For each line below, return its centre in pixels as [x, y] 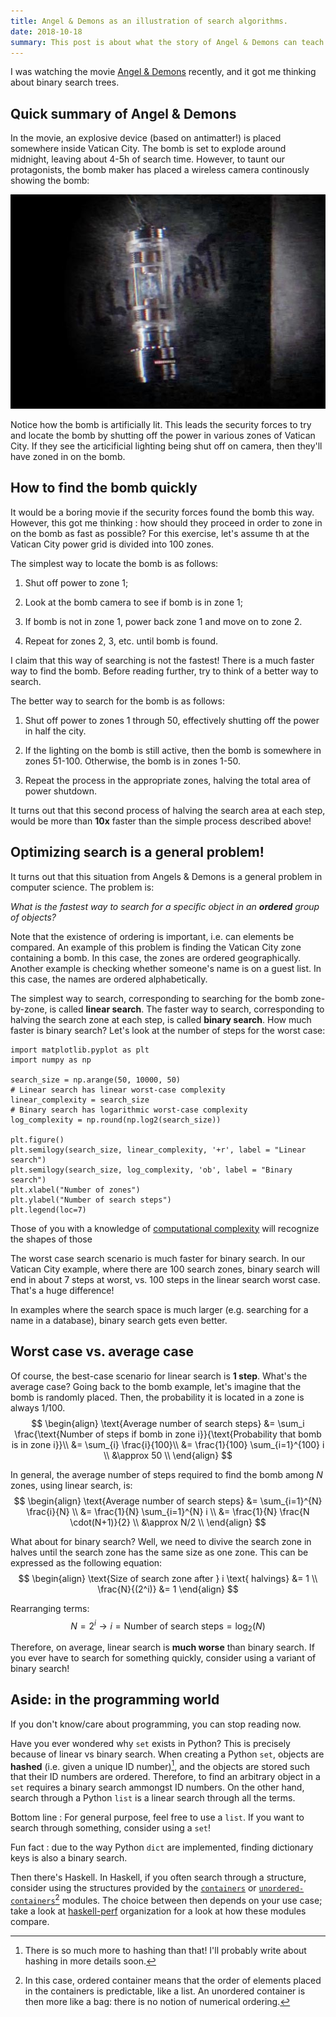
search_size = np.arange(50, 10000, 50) [96, 1080]
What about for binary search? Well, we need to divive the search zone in [161, 1541]
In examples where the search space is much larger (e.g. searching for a [159, 1309]
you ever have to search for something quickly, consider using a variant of [163, 1657]
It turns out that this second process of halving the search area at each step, [168, 810]
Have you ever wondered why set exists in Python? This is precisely [150, 1743]
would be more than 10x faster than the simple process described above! [161, 821]
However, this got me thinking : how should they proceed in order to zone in [166, 522]
